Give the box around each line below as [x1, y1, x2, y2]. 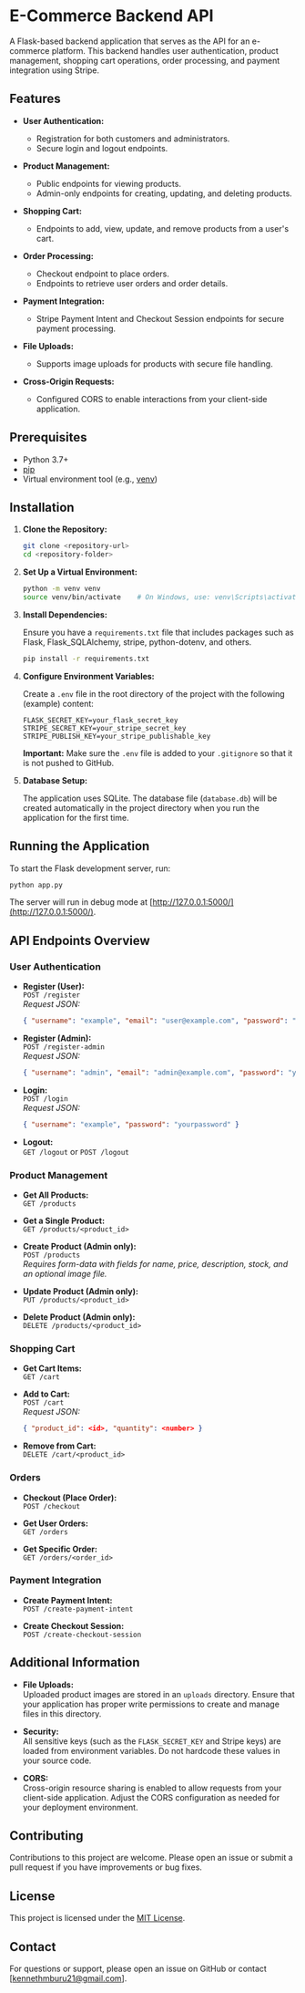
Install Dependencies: [22, 608, 107, 620]
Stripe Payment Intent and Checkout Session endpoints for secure [36, 313, 285, 324]
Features [9, 91, 61, 107]
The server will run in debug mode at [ [9, 897, 153, 908]
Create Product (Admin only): [22, 1241, 137, 1252]
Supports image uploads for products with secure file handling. [36, 358, 273, 369]
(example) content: [22, 698, 94, 709]
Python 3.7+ [22, 453, 69, 465]
